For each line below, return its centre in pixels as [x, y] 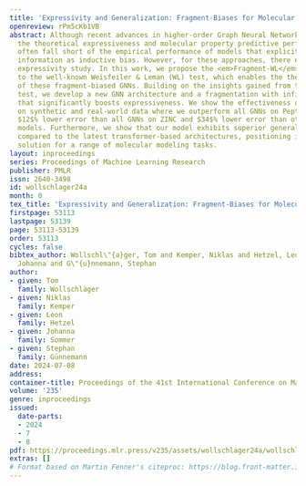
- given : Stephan [42, 348]
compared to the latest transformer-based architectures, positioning [154, 137]
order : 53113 [34, 238]
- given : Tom [34, 281]
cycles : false [36, 247]
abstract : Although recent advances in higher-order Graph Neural [138, 35]
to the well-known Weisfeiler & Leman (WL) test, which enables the [150, 78]
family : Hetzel [46, 323]
